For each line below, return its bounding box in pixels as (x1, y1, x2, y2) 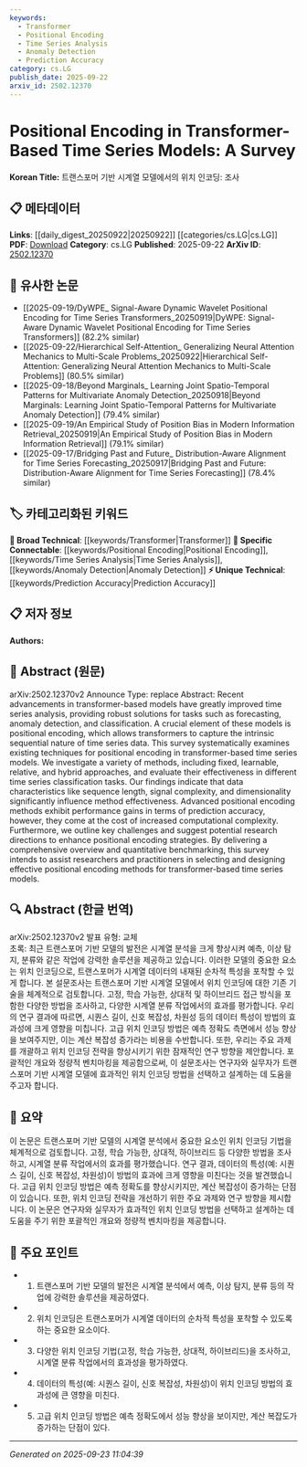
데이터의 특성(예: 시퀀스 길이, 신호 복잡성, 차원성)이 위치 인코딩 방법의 (36, 1378, 283, 1389)
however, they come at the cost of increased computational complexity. (9, 815, 279, 826)
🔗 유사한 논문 (9, 278, 79, 293)
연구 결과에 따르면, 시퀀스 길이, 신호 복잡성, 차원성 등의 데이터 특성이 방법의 (18, 1011, 287, 1023)
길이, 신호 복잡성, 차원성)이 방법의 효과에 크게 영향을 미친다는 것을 (18, 1170, 254, 1181)
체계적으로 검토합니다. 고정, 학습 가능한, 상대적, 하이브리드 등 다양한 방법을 (9, 1147, 275, 1158)
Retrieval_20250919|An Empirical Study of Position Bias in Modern (22, 428, 273, 439)
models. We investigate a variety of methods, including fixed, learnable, (9, 756, 280, 767)
